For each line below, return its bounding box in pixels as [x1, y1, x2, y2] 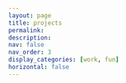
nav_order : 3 [8, 48, 52, 56]
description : [8, 33, 52, 42]
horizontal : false [8, 63, 69, 71]
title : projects [8, 19, 62, 27]
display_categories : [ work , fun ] [8, 56, 120, 64]
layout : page [8, 11, 52, 20]
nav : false [8, 41, 45, 49]
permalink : [8, 26, 45, 34]
